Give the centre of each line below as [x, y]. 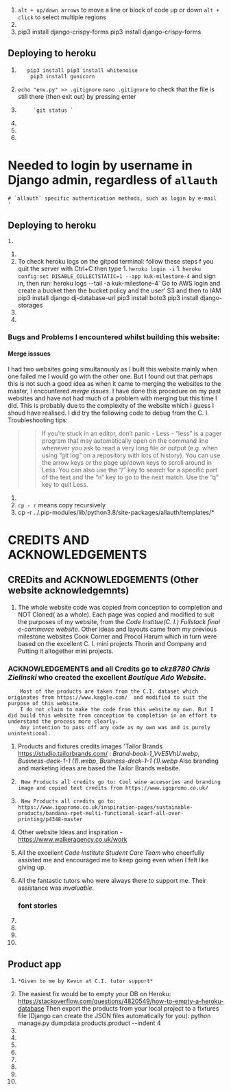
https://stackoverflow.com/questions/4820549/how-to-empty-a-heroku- [121, 1001]
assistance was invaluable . [56, 888]
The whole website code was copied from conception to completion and [120, 607]
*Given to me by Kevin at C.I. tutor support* [85, 981]
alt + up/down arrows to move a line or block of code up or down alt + [119, 10]
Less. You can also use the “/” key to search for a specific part [130, 470]
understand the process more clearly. [63, 721]
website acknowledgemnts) [69, 591]
